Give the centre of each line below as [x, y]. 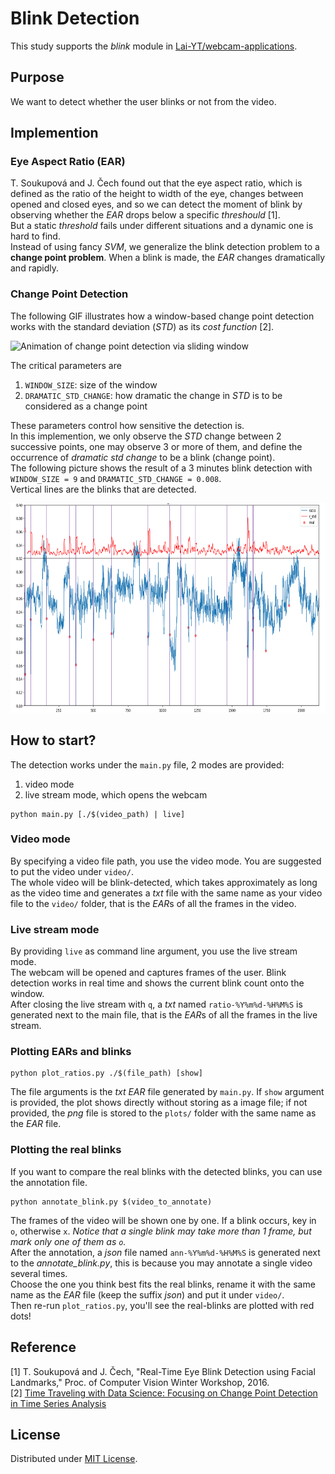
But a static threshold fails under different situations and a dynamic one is [162, 226]
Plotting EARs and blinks [71, 1052]
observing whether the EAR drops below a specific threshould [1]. [145, 215]
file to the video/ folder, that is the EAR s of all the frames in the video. [153, 903]
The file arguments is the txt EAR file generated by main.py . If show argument [167, 1092]
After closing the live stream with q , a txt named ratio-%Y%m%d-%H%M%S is [156, 1004]
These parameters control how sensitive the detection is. [127, 425]
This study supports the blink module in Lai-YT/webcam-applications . [154, 46]
